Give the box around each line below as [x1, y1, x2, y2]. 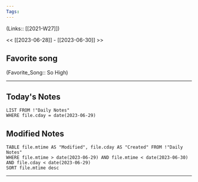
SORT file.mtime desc [6, 165, 60, 171]
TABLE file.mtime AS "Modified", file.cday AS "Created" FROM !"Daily [6, 144, 183, 151]
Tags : [6, 8, 19, 15]
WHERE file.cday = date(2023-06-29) [6, 113, 96, 119]
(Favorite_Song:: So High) [6, 69, 68, 76]
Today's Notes [6, 92, 61, 102]
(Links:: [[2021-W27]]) [6, 25, 60, 32]
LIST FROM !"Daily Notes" [6, 108, 70, 113]
